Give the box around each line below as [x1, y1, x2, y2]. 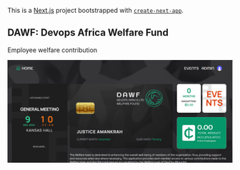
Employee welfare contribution [7, 46, 98, 54]
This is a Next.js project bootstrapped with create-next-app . [7, 6, 184, 14]
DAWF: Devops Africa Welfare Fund [7, 26, 169, 39]
